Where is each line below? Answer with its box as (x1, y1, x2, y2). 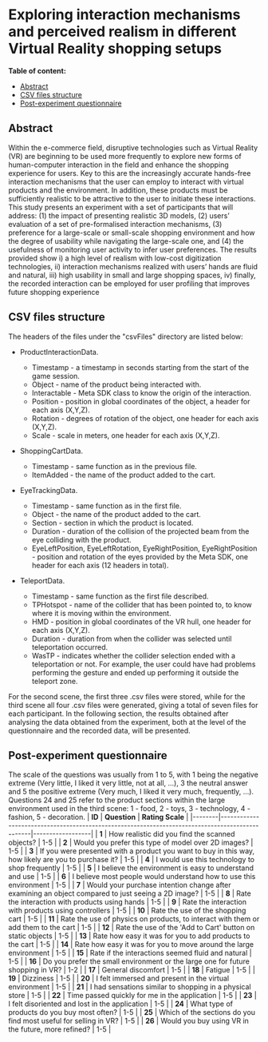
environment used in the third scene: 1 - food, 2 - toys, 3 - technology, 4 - (8, 804, 251, 813)
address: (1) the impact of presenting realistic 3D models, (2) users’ (8, 210, 230, 221)
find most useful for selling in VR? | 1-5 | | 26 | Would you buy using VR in (8, 1016, 250, 1026)
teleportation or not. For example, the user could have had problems (31, 659, 256, 669)
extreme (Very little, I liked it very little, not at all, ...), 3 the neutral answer (8, 778, 249, 788)
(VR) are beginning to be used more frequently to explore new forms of (8, 151, 242, 161)
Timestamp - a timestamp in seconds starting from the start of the (31, 362, 250, 372)
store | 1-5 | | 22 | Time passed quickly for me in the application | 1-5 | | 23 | (8, 991, 257, 1000)
